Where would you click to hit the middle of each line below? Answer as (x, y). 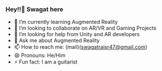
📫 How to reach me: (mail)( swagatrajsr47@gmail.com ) (81, 47)
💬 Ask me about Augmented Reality (57, 41)
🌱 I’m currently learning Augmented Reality (66, 22)
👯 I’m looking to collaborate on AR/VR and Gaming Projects (85, 28)
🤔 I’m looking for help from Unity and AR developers (77, 34)
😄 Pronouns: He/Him (40, 55)
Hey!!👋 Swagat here (34, 9)
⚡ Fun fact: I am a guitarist (45, 62)
